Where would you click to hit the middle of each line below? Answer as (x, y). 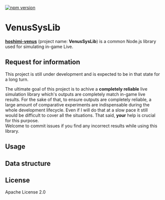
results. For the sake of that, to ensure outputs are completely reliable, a (78, 100)
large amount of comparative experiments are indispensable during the (77, 104)
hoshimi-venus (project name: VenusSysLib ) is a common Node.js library (81, 41)
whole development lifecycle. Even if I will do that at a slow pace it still (77, 110)
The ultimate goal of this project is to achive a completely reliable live (76, 89)
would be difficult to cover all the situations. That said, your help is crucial (80, 115)
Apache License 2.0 (25, 192)
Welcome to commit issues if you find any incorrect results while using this (81, 126)
